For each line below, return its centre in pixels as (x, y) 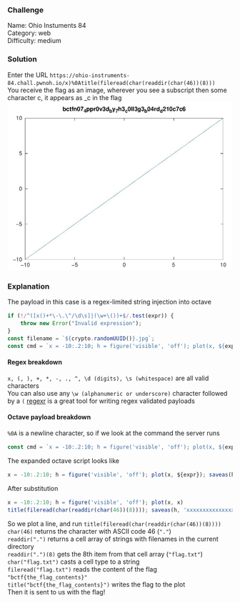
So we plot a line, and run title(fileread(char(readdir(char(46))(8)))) (114, 524)
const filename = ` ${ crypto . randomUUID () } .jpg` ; (81, 338)
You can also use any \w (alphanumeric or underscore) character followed (117, 393)
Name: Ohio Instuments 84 (47, 26)
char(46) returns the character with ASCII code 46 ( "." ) (89, 531)
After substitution (33, 488)
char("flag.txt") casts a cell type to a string (74, 562)
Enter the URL (28, 75)
